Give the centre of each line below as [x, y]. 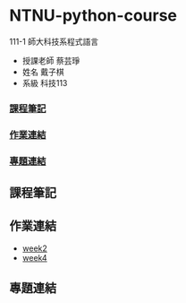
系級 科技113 [45, 82]
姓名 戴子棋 [43, 72]
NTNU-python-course [93, 16]
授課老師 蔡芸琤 [51, 60]
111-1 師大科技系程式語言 [54, 41]
